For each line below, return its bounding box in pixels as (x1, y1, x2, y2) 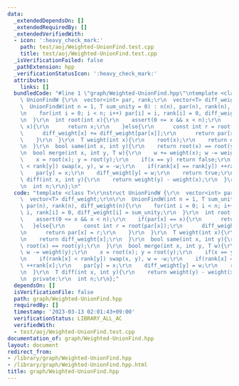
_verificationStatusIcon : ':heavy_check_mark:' (14, 70, 158, 77)
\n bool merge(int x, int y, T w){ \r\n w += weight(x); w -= (20, 150, 218, 157)
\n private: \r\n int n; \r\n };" (20, 275, 119, 282)
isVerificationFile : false (14, 288, 94, 296)
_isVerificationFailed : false (14, 57, 103, 64)
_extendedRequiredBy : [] (14, 24, 87, 31)
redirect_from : (7, 348, 53, 355)
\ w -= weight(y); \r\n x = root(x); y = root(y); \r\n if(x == (20, 249, 228, 256)
